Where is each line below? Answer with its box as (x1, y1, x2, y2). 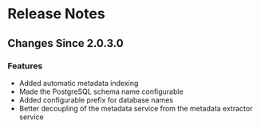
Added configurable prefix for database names (18, 95, 173, 104)
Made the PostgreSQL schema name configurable (18, 87, 184, 96)
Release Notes (7, 5, 105, 23)
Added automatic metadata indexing (18, 78, 139, 87)
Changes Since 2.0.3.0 (7, 37, 125, 50)
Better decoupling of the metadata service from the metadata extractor (18, 103, 253, 113)
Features (7, 60, 43, 72)
